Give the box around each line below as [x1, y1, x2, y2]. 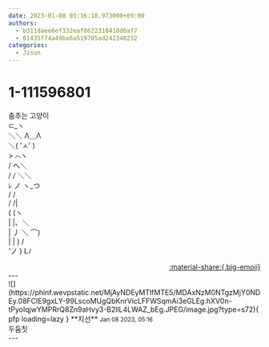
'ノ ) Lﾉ [8, 245, 32, 256]
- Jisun [15, 49, 42, 57]
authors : [8, 19, 38, 27]
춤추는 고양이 [8, 110, 50, 120]
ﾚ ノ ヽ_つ [8, 181, 41, 190]
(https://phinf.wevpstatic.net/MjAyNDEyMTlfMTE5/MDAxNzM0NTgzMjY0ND [8, 287, 261, 297]
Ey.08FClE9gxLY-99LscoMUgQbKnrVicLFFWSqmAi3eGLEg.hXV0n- [8, 296, 232, 305]
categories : [8, 42, 48, 50]
